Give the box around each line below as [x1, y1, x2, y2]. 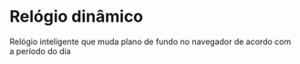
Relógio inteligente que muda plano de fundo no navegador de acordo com [9, 36, 292, 47]
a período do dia [9, 45, 71, 56]
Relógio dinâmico [9, 6, 144, 27]
